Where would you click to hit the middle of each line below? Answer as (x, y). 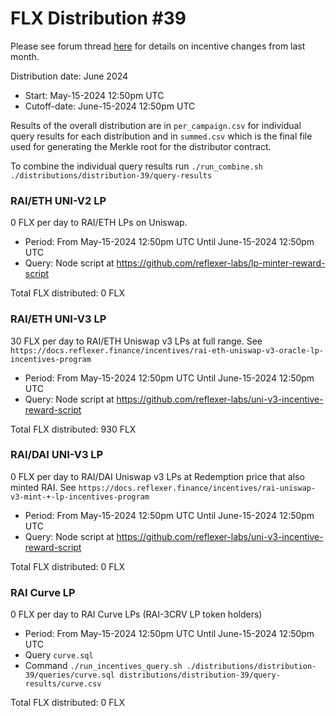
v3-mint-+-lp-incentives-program (80, 497)
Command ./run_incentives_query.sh (103, 666)
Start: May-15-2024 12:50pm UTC (94, 95)
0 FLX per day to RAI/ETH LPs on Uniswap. (99, 223)
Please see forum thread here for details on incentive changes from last (158, 46)
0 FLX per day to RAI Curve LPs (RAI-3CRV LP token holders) (136, 614)
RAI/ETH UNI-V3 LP (58, 319)
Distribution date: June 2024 (69, 76)
